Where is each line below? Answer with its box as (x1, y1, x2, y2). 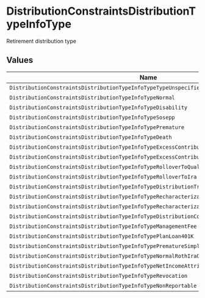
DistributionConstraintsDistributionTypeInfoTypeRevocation (9, 272, 188, 279)
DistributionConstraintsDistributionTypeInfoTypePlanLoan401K (9, 233, 194, 239)
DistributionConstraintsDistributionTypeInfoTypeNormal (9, 94, 175, 101)
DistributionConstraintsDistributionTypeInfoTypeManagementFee (9, 222, 197, 230)
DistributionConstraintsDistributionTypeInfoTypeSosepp (9, 114, 175, 121)
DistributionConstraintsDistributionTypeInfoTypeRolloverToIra (9, 173, 197, 180)
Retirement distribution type (6, 37, 76, 44)
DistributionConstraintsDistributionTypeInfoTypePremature (9, 124, 185, 130)
